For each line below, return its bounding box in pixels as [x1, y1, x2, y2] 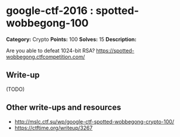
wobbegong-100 [6, 16, 89, 30]
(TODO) [6, 86, 25, 93]
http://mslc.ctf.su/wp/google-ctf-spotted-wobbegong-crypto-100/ [14, 118, 174, 125]
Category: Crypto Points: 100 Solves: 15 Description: [6, 36, 137, 43]
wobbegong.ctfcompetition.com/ [6, 53, 85, 60]
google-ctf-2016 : [6, 4, 94, 17]
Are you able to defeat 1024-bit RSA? [6, 47, 95, 54]
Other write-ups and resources [6, 103, 122, 113]
